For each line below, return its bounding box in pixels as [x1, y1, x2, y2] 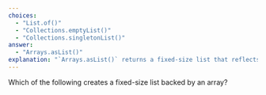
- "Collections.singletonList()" [15, 33, 126, 42]
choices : [8, 11, 37, 20]
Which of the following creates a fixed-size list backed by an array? [8, 77, 228, 87]
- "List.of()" [15, 19, 62, 27]
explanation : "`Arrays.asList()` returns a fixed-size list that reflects [8, 56, 260, 64]
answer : [8, 41, 34, 49]
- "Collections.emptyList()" [15, 26, 112, 34]
